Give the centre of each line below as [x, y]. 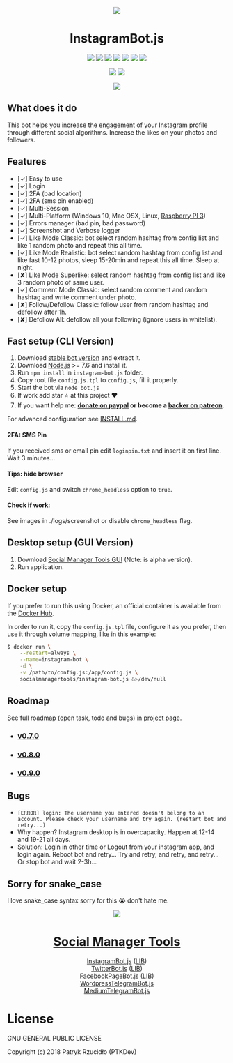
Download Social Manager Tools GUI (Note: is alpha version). [105, 559]
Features [27, 161]
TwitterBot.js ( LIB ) [117, 968]
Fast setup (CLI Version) [61, 341]
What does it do [42, 108]
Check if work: [29, 505]
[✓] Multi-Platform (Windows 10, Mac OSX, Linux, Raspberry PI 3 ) [112, 216]
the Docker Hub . [31, 613]
